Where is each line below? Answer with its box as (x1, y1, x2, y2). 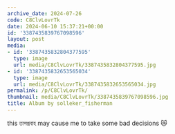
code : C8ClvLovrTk (7, 17, 60, 23)
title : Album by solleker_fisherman (7, 100, 113, 107)
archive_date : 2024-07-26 (7, 10, 82, 17)
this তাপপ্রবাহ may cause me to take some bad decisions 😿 (7, 119, 167, 127)
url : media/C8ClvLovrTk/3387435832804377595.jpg (13, 61, 156, 68)
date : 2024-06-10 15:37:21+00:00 (7, 23, 104, 30)
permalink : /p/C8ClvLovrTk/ (7, 87, 89, 94)
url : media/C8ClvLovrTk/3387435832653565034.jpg (13, 81, 156, 88)
